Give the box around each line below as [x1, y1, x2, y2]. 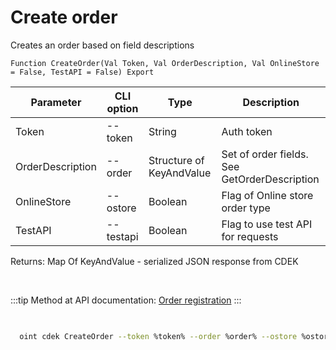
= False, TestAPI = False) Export [10, 67, 155, 77]
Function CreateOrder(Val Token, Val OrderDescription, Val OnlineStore [10, 58, 320, 68]
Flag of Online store [221, 188, 314, 202]
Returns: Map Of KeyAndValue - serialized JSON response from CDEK [10, 255, 299, 267]
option [106, 101, 139, 115]
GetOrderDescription [221, 172, 320, 186]
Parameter [30, 95, 82, 109]
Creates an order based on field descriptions [10, 39, 195, 51]
